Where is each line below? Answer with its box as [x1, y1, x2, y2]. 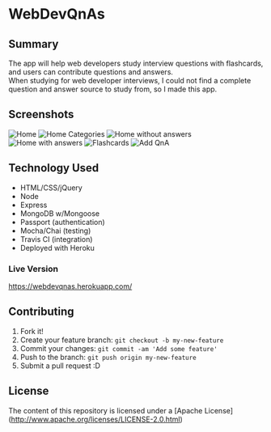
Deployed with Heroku [19, 243, 95, 252]
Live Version [8, 263, 59, 274]
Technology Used [8, 161, 100, 175]
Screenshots [8, 108, 74, 121]
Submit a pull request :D [19, 361, 101, 371]
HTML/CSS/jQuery [19, 183, 83, 193]
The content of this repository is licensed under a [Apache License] [8, 405, 233, 415]
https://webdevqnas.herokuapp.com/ [8, 281, 133, 291]
